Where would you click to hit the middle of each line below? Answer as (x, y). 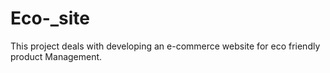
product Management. (56, 56)
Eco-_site (50, 18)
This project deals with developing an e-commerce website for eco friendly (165, 46)
